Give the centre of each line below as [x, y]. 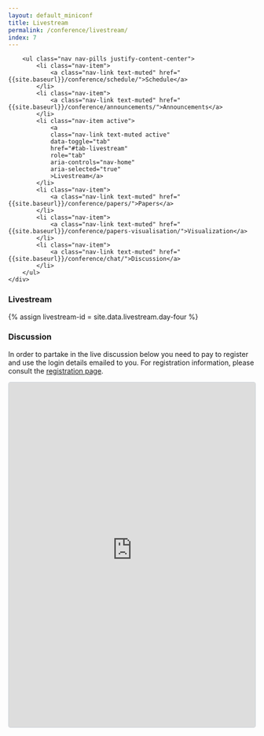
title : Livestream [38, 23]
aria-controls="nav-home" [92, 162]
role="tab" [68, 156]
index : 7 [22, 37]
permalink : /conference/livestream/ [68, 30]
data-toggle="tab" [80, 142]
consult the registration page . [56, 370]
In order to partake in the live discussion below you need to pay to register [128, 354]
